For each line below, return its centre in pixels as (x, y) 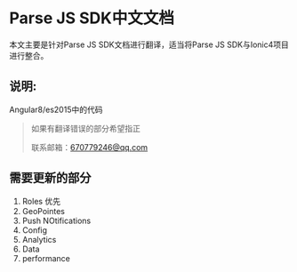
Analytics (39, 239)
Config (34, 230)
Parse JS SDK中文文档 (92, 18)
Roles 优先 (41, 201)
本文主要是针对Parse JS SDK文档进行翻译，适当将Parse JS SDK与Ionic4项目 (149, 44)
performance (46, 258)
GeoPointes (43, 211)
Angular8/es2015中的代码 (56, 109)
